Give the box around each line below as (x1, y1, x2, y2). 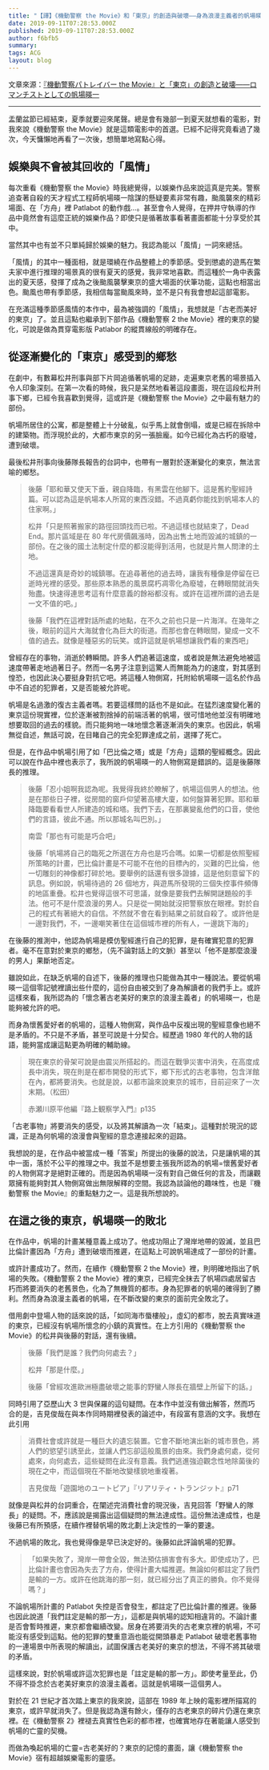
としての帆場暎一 (42, 89, 100, 99)
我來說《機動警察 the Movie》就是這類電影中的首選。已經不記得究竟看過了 (8, 124, 254, 133)
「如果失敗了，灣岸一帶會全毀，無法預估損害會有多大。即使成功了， (27, 1554, 253, 1565)
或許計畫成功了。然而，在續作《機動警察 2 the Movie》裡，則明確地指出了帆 (8, 1264, 260, 1273)
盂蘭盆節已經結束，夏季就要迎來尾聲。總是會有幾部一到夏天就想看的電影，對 (8, 114, 261, 124)
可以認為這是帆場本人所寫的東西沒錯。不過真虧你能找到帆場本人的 (42, 494, 260, 504)
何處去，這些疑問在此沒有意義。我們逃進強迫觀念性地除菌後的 (55, 1456, 260, 1466)
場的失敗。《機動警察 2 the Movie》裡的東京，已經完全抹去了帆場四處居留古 (8, 1273, 256, 1284)
